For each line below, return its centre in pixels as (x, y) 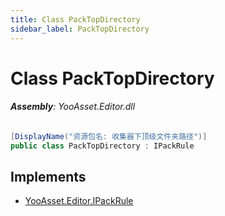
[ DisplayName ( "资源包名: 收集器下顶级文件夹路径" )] (109, 136)
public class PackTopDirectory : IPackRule (102, 146)
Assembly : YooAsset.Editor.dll (73, 107)
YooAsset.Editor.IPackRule (79, 201)
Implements (48, 177)
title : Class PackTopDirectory (75, 19)
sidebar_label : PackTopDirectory (80, 29)
